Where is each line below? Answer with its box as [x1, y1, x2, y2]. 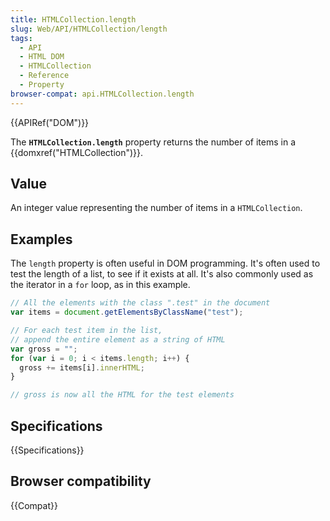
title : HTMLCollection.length [10, 14, 137, 25]
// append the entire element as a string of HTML [10, 334, 226, 345]
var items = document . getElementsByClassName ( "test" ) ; [10, 307, 244, 318]
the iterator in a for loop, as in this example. [10, 279, 191, 291]
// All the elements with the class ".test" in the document [10, 298, 271, 308]
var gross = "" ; [10, 344, 78, 354]
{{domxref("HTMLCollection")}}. [10, 146, 144, 158]
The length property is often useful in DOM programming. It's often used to [10, 257, 321, 270]
